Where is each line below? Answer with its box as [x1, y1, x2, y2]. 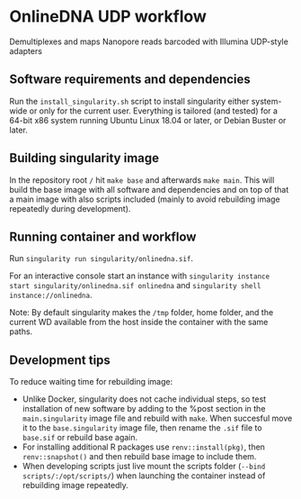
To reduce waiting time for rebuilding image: [9, 377, 173, 387]
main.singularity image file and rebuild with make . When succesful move [22, 413, 293, 424]
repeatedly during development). [9, 203, 131, 213]
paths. [9, 326, 33, 337]
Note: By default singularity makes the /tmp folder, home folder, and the [9, 307, 274, 318]
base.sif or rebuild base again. [22, 432, 138, 443]
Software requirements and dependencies [9, 72, 252, 87]
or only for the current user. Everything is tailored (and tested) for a [29, 105, 279, 116]
